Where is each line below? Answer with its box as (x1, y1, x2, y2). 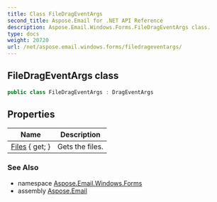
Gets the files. (57, 142, 104, 151)
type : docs (7, 30, 40, 38)
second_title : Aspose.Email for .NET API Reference (7, 17, 163, 24)
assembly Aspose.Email (17, 186, 87, 195)
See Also (7, 163, 39, 173)
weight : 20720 (7, 37, 50, 44)
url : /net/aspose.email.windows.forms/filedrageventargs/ (7, 43, 182, 51)
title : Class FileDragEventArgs (7, 10, 103, 18)
